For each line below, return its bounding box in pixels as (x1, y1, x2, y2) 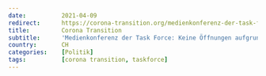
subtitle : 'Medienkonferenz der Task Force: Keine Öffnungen (8, 33, 232, 42)
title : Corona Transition (8, 26, 123, 34)
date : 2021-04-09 (8, 11, 97, 20)
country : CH (8, 41, 69, 49)
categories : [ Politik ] (8, 48, 93, 56)
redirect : (8, 19, 41, 27)
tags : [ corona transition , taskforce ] (8, 56, 169, 64)
